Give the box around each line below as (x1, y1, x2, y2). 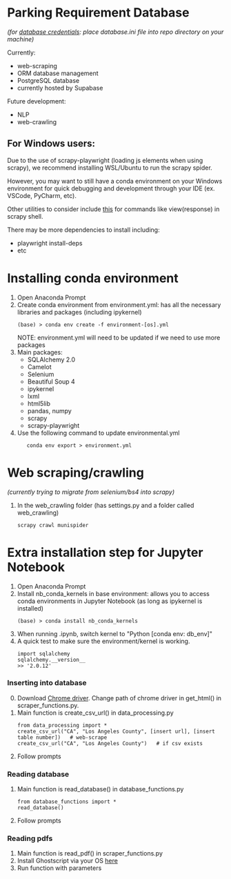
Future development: (7, 97, 66, 105)
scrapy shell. (7, 212, 43, 220)
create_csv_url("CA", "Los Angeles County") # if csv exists (17, 740, 203, 747)
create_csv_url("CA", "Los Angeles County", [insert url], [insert (17, 728, 215, 735)
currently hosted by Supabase (17, 83, 103, 92)
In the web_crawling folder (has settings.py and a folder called (17, 501, 194, 509)
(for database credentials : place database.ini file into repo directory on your (7, 28, 224, 36)
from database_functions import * (17, 798, 117, 805)
